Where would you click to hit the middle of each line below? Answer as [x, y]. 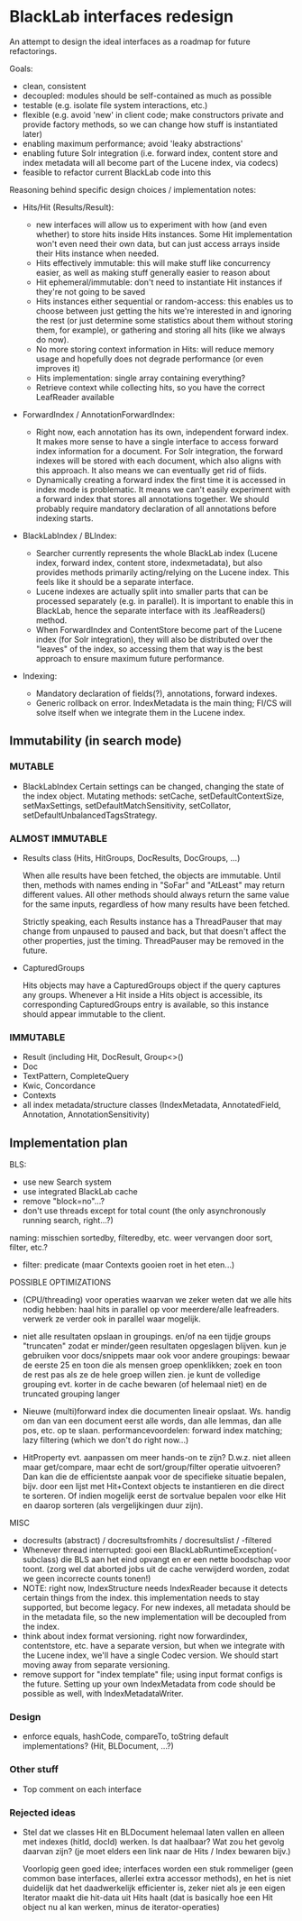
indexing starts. [64, 518]
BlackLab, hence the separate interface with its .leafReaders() [151, 610]
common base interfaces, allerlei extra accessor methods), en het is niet [156, 1878]
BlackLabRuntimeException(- [223, 1550]
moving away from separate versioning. [96, 1665]
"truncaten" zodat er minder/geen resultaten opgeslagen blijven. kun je [154, 1346]
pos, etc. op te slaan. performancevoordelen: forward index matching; [152, 1431]
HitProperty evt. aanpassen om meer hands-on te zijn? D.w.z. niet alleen [156, 1458]
